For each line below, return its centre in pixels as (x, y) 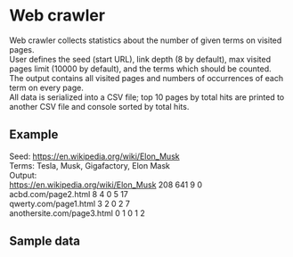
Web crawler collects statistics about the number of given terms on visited (146, 40)
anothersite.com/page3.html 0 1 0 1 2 (77, 213)
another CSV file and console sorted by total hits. (99, 106)
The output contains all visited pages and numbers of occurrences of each (146, 78)
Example (34, 135)
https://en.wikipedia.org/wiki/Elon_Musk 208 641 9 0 (106, 185)
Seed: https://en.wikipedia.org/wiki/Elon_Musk (94, 156)
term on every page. (47, 87)
